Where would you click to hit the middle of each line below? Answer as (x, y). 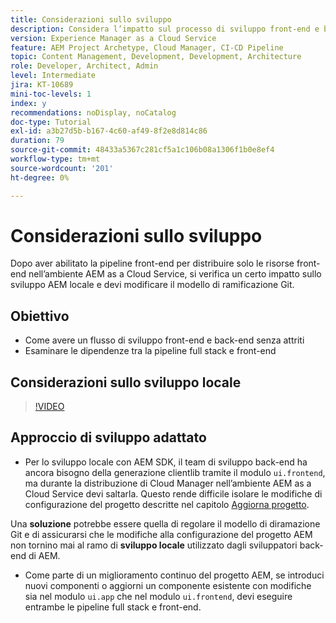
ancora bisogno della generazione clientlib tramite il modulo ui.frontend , (175, 472)
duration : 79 (37, 141)
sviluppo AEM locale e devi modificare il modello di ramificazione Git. (152, 285)
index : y (28, 103)
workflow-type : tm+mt (55, 159)
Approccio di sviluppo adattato (108, 437)
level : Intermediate (53, 76)
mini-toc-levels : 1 (51, 94)
